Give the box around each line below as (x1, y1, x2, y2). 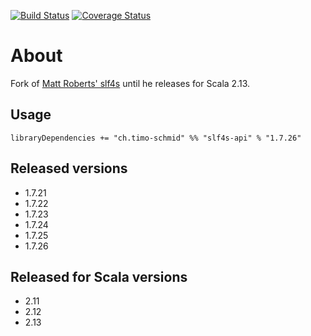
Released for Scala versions (10, 268, 188, 285)
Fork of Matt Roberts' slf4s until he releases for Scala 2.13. (10, 77, 251, 89)
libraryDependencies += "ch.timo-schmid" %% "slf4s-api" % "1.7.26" (10, 133, 302, 143)
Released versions (10, 160, 128, 177)
